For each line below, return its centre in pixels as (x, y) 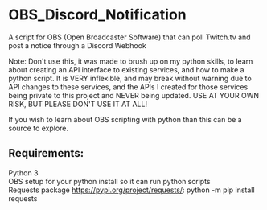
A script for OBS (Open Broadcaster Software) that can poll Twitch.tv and (129, 37)
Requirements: (46, 153)
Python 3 (23, 173)
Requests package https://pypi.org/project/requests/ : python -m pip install (131, 190)
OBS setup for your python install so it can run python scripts (109, 181)
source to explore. (39, 128)
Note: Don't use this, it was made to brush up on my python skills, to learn (131, 61)
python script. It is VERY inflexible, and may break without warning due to (130, 78)
